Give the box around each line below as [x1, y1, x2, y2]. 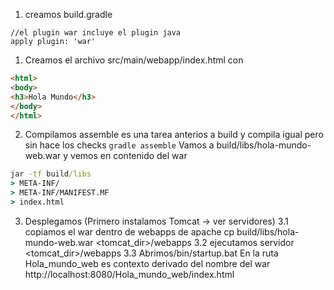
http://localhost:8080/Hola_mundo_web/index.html [24, 268, 235, 280]
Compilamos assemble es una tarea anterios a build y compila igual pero [24, 129, 324, 141]
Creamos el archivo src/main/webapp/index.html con [24, 54, 244, 66]
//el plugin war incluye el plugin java [10, 28, 182, 38]
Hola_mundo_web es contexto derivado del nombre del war [24, 257, 271, 269]
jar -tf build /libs [10, 169, 92, 179]
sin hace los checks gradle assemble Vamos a [24, 139, 215, 151]
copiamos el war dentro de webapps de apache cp [24, 225, 235, 238]
